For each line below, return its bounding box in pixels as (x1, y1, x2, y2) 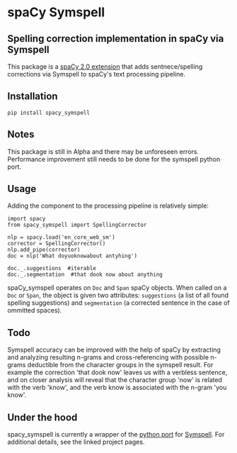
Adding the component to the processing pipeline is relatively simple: (7, 201, 209, 210)
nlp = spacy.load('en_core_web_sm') (7, 234, 115, 241)
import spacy (7, 216, 46, 223)
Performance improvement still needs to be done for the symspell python (7, 155, 221, 163)
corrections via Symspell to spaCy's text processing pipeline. (7, 70, 186, 78)
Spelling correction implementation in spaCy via (7, 33, 224, 45)
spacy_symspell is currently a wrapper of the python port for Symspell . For (7, 430, 225, 439)
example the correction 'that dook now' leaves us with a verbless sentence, (7, 368, 228, 376)
